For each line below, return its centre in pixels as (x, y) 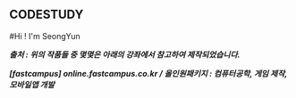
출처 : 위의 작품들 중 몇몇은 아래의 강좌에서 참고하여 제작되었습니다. (125, 54)
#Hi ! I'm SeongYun (45, 36)
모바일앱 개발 (32, 85)
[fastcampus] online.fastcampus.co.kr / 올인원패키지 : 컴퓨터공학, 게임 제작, (148, 73)
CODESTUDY (47, 15)
